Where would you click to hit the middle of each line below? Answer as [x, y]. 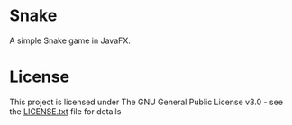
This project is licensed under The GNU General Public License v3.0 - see [146, 102]
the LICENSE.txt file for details [65, 111]
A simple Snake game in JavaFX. [70, 40]
